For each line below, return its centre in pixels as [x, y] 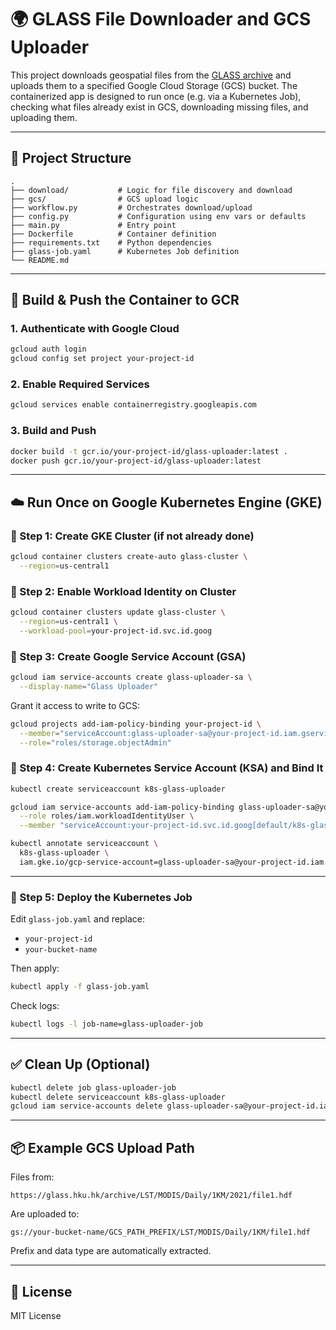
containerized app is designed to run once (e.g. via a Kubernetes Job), [156, 96]
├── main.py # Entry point [93, 225]
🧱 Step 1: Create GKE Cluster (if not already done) [132, 536]
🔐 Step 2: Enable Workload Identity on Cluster [123, 591]
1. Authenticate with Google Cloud [95, 329]
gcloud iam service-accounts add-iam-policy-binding [122, 807]
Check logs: [35, 1006]
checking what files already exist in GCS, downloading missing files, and [159, 107]
